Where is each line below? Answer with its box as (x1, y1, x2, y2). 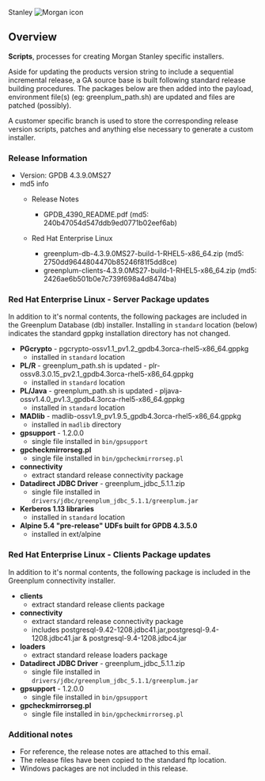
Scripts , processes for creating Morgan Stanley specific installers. (8, 52, 225, 61)
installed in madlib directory (31, 420, 122, 430)
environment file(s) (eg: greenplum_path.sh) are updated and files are (8, 92, 236, 101)
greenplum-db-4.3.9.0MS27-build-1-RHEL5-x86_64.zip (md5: (43, 249, 244, 258)
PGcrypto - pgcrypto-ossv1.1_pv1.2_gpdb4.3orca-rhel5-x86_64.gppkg (19, 344, 249, 354)
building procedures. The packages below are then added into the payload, (8, 83, 254, 93)
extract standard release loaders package (31, 650, 168, 660)
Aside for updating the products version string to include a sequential (8, 67, 234, 76)
